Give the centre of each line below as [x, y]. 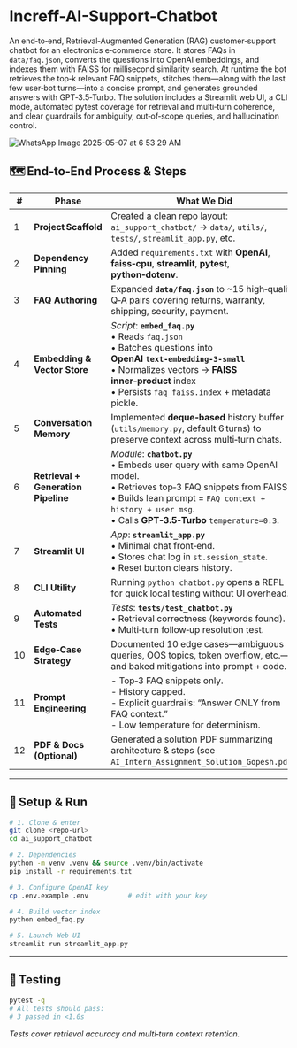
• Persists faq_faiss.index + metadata [191, 391]
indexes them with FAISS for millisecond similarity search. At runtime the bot [148, 69]
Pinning [50, 269]
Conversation [63, 422]
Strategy [53, 660]
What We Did [204, 201]
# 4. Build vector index [55, 912]
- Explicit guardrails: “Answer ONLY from [196, 703]
